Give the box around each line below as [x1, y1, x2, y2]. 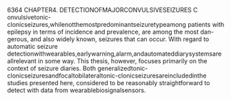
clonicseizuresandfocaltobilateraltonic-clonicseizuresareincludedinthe [7, 71, 207, 80]
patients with [187, 21, 225, 28]
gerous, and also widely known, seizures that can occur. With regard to [7, 35, 210, 43]
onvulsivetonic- [7, 13, 52, 21]
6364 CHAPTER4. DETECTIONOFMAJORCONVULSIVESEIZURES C [7, 6, 198, 14]
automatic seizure [7, 43, 59, 50]
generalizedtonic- [97, 65, 148, 72]
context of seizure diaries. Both [7, 65, 97, 72]
